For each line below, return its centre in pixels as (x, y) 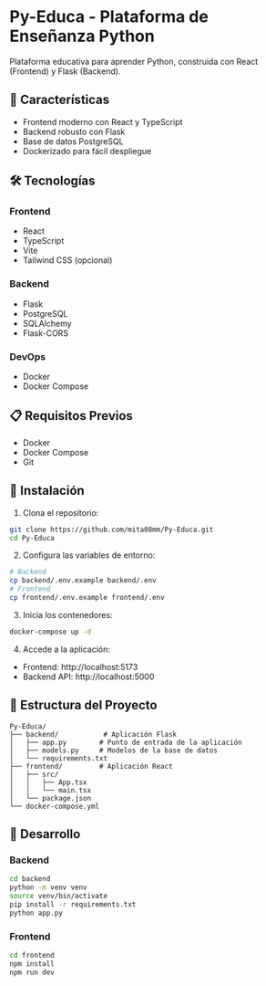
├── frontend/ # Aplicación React (91, 766)
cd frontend (32, 955)
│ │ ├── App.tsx (49, 782)
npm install (32, 964)
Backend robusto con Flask (74, 131)
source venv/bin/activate (58, 897)
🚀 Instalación (47, 491)
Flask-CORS (46, 333)
